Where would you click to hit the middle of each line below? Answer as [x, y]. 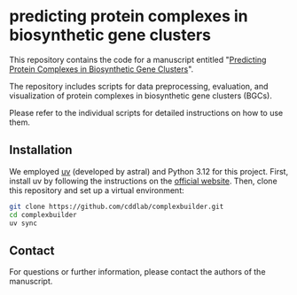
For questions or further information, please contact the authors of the [137, 272]
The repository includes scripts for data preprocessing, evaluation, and [139, 86]
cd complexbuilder [43, 214]
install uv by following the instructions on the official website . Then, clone [143, 181]
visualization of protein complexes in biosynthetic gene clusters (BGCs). [141, 96]
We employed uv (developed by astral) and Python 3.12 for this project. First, [149, 171]
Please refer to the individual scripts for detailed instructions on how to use [146, 113]
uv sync [23, 223]
